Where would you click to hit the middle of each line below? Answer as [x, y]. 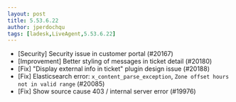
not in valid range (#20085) [61, 84]
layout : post [27, 14]
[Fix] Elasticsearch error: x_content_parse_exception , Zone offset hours [123, 76]
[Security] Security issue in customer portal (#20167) [96, 54]
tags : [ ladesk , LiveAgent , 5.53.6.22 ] [61, 34]
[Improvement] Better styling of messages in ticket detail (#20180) [115, 62]
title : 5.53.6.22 [33, 21]
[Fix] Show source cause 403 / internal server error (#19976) [107, 91]
